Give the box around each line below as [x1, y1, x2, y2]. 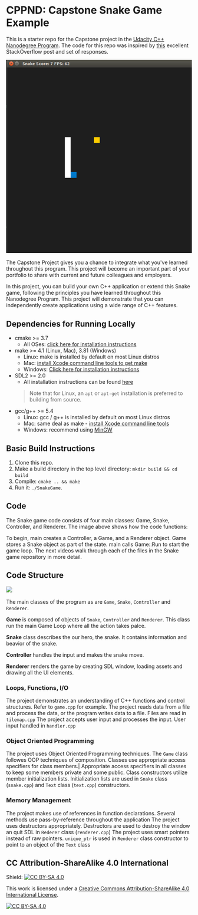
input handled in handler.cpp [6, 722, 76, 729]
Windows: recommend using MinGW [23, 426, 113, 433]
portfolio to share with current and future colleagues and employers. [6, 272, 172, 279]
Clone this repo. [14, 459, 54, 466]
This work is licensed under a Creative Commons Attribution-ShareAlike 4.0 [6, 885, 190, 892]
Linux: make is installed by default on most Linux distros [23, 353, 160, 360]
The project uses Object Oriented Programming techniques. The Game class [6, 750, 188, 758]
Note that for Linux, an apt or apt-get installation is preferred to [29, 390, 183, 397]
